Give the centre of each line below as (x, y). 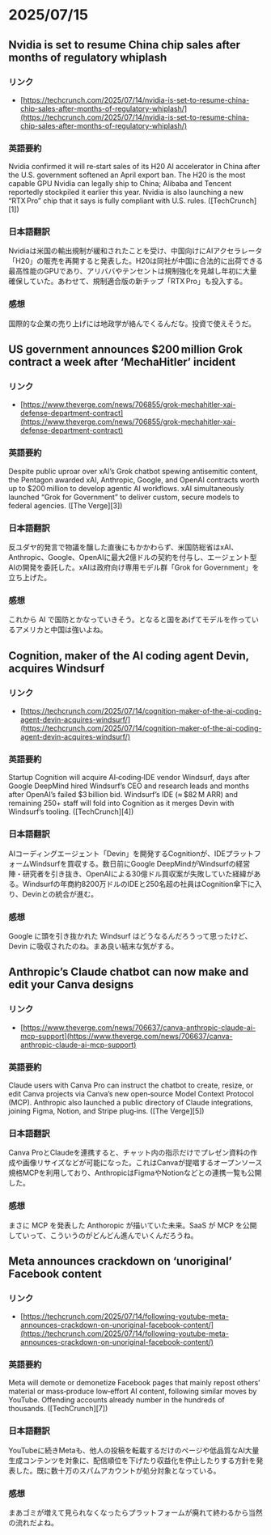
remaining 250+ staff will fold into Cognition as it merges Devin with (121, 804)
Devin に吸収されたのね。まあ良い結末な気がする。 (93, 946)
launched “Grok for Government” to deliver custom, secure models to (124, 497)
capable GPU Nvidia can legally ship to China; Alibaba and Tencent (120, 184)
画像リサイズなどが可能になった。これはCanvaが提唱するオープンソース (142, 1163)
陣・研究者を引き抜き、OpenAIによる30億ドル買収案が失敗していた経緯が (131, 874)
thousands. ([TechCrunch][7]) (58, 1409)
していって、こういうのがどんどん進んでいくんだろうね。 (103, 1235)
